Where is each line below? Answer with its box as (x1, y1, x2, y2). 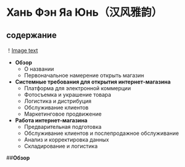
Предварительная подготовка (24, 123, 102, 130)
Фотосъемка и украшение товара (24, 91, 112, 98)
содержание (6, 30, 57, 40)
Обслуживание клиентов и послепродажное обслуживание (24, 129, 180, 137)
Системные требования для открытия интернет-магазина (15, 78, 171, 85)
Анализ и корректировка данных (24, 136, 109, 143)
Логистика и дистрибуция (24, 97, 92, 105)
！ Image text (6, 47, 38, 54)
